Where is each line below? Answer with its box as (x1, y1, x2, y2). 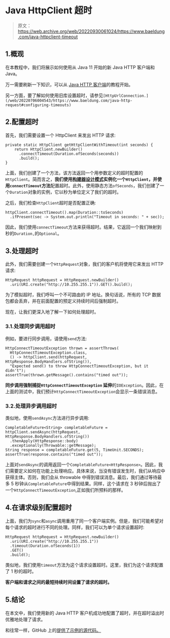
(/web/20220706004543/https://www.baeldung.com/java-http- (5, 98, 133, 103)
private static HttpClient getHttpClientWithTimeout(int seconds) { (5, 142, 153, 147)
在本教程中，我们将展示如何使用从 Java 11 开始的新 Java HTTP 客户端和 (5, 64, 155, 70)
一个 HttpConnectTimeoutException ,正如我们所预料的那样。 (5, 487, 126, 493)
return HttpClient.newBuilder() (14, 146, 83, 152)
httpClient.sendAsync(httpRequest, (5, 429, 81, 435)
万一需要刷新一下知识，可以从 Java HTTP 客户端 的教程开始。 (5, 81, 133, 87)
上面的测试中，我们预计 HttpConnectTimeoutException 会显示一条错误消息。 (5, 388, 160, 394)
